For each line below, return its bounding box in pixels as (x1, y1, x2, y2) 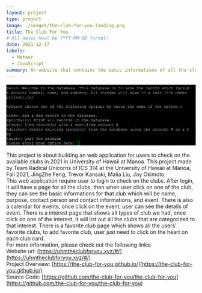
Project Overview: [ (6, 260, 54, 268)
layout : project (6, 10, 47, 16)
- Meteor (11, 54, 34, 60)
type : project (6, 16, 42, 22)
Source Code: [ (6, 273, 44, 280)
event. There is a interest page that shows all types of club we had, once (6, 209, 186, 216)
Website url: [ (6, 247, 40, 254)
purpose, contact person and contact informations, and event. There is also (6, 196, 194, 203)
